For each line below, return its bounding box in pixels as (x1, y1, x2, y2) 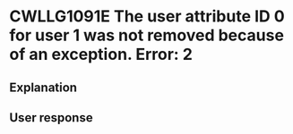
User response (9, 110, 93, 125)
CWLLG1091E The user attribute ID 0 (9, 6, 285, 27)
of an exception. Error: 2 (9, 45, 193, 64)
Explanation (9, 80, 78, 95)
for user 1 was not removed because (9, 25, 285, 46)
